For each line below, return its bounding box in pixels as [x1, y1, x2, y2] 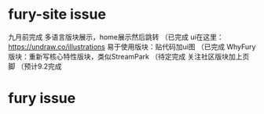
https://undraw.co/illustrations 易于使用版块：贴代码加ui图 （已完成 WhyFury [8, 41, 256, 52]
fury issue [8, 90, 76, 107]
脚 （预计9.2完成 [8, 61, 62, 71]
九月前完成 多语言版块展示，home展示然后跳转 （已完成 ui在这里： [8, 32, 224, 41]
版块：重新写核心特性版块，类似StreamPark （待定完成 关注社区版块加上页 [8, 52, 250, 61]
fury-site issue [8, 5, 106, 23]
